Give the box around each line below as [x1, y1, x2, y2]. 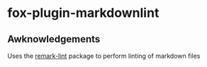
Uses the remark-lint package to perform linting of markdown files [7, 51, 201, 60]
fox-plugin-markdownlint [7, 5, 160, 21]
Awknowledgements [7, 33, 101, 45]
